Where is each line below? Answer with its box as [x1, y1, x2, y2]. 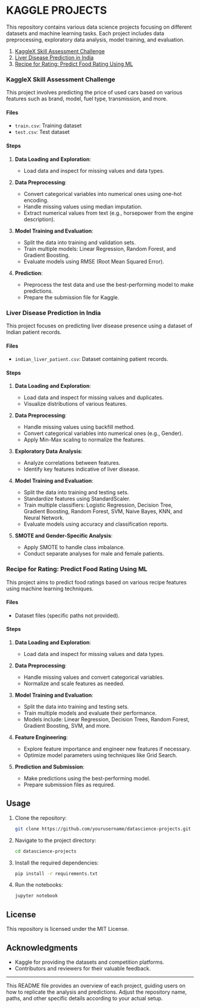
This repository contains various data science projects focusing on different [6, 23, 192, 30]
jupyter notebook [14, 893, 58, 899]
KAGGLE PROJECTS [6, 4, 107, 17]
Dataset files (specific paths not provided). [14, 612, 120, 619]
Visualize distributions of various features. [23, 400, 127, 408]
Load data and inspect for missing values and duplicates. [23, 394, 164, 401]
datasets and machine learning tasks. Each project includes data [6, 29, 165, 36]
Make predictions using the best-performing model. [23, 775, 151, 782]
